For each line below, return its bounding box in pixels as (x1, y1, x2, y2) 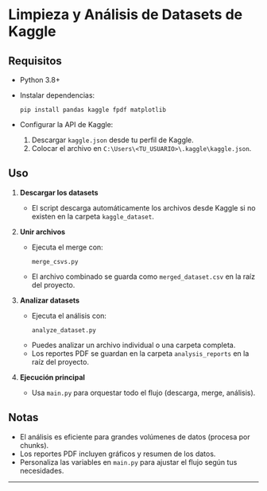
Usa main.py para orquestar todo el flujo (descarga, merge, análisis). (31, 388, 256, 397)
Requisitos (8, 54, 62, 68)
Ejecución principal (19, 372, 86, 382)
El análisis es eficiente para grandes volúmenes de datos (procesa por (19, 431, 250, 442)
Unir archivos (19, 226, 66, 236)
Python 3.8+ (19, 75, 61, 84)
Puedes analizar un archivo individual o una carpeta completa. (31, 340, 236, 350)
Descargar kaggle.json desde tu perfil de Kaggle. (31, 135, 195, 145)
